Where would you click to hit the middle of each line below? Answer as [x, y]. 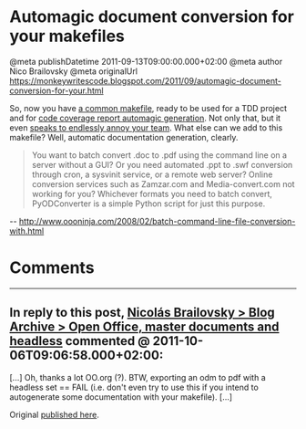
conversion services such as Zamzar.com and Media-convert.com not [163, 183]
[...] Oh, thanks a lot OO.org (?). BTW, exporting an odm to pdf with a [138, 377]
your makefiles [67, 36]
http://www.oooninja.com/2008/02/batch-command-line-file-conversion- [157, 221]
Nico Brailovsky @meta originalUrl [74, 71]
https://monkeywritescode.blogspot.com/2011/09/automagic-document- [146, 80]
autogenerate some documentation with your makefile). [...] [121, 397]
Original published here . [55, 414]
